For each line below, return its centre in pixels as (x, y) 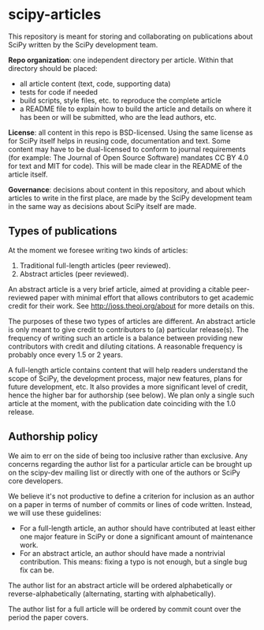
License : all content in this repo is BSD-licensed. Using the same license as (131, 132)
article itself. (28, 174)
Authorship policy (53, 436)
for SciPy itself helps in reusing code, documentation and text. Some (119, 140)
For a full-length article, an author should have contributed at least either (138, 528)
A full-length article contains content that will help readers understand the (128, 370)
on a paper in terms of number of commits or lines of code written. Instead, (130, 504)
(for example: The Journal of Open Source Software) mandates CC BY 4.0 (128, 157)
